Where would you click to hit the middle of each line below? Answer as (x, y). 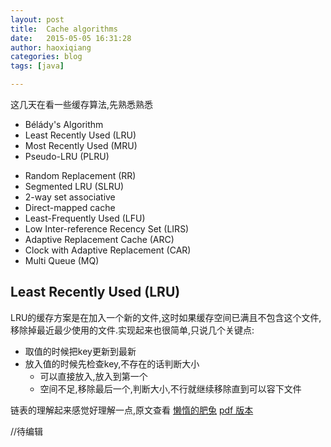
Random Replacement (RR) (80, 175)
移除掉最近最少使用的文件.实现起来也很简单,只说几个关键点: (132, 330)
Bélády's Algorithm (64, 124)
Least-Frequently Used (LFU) (85, 218)
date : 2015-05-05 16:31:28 (71, 38)
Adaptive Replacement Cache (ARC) (99, 239)
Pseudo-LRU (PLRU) (67, 156)
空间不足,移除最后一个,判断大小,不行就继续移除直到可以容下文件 (170, 388)
